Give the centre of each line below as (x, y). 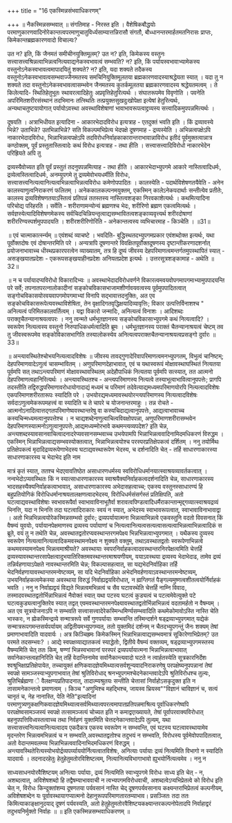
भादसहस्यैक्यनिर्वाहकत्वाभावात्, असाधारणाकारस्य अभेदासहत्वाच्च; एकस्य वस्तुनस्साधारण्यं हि (105, 486)
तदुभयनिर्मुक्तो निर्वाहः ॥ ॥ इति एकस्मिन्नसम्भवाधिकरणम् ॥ (69, 811)
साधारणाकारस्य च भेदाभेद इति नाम (44, 457)
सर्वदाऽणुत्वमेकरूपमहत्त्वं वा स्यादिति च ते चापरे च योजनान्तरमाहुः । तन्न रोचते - (90, 403)
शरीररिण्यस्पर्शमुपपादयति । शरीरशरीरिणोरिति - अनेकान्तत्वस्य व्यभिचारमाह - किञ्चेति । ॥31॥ (109, 221)
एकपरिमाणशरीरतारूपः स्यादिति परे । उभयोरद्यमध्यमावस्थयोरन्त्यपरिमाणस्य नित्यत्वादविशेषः (103, 395)
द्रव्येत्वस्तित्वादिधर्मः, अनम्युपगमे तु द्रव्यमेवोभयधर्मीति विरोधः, (69, 175)
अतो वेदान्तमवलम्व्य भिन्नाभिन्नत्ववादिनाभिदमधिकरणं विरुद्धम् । (71, 743)
